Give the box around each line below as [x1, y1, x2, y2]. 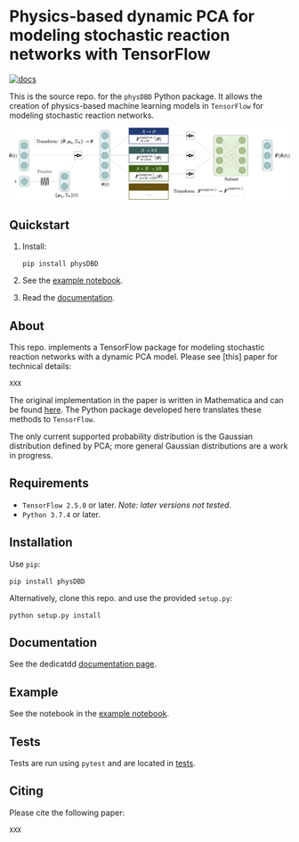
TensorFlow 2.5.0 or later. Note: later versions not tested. [21, 499, 232, 510]
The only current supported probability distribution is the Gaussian [9, 431, 254, 442]
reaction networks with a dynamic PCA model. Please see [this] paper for [9, 351, 279, 362]
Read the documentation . [21, 293, 116, 303]
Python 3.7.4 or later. [21, 508, 101, 519]
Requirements [9, 475, 89, 491]
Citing [9, 783, 44, 799]
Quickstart [9, 217, 70, 233]
